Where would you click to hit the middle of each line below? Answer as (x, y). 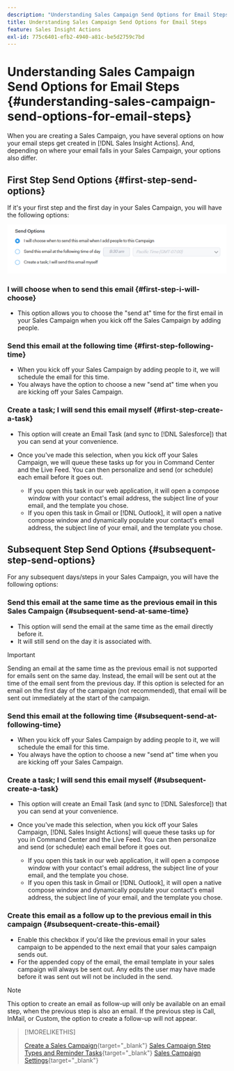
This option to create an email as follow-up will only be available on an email (117, 1003)
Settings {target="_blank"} (61, 1060)
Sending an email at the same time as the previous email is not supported (112, 668)
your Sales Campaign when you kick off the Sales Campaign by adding (119, 321)
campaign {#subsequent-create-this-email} (84, 925)
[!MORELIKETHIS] (50, 1032)
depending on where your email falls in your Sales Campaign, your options (114, 151)
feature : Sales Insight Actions (54, 29)
